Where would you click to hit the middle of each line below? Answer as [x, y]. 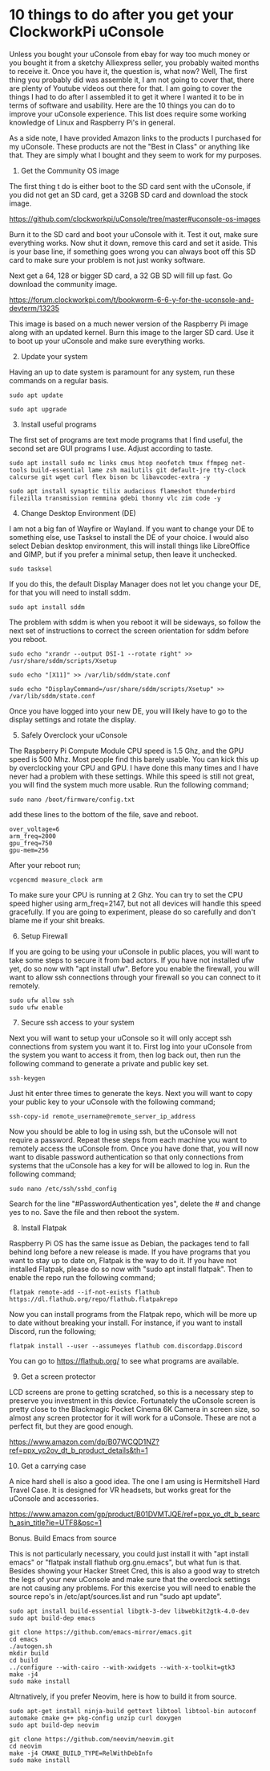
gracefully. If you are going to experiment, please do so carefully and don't [132, 912]
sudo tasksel [31, 569]
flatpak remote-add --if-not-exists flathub [85, 1292]
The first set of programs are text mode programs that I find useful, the [126, 440]
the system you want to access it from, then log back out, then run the [125, 1055]
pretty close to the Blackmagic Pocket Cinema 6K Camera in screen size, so [134, 1409]
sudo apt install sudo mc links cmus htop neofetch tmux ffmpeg [119, 463]
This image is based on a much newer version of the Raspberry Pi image [129, 324]
